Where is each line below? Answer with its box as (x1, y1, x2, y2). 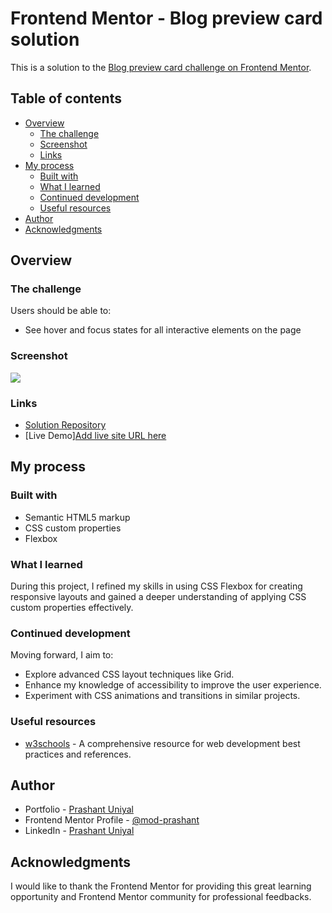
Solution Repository (24, 419, 107, 431)
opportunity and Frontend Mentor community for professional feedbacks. (10, 891, 312, 903)
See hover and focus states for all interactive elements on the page (24, 324, 302, 336)
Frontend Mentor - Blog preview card (10, 7, 323, 30)
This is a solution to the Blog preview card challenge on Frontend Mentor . (10, 61, 312, 73)
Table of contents (10, 90, 122, 107)
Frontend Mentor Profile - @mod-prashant (24, 814, 200, 826)
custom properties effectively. (10, 602, 134, 614)
